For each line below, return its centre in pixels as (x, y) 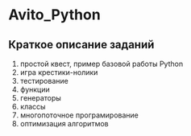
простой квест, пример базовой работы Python (102, 64)
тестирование (44, 81)
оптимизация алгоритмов (64, 124)
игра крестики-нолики (59, 72)
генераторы (41, 98)
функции (35, 89)
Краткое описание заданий (81, 45)
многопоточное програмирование (79, 115)
